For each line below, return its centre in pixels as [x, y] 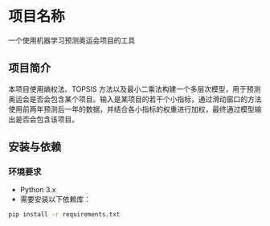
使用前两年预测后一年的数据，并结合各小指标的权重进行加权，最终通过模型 [131, 109]
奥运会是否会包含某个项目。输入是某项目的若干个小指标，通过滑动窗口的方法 [135, 99]
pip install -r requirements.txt [64, 215]
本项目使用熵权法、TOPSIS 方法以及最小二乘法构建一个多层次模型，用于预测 [135, 88]
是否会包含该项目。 [47, 119]
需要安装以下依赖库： [55, 199]
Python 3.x [38, 190]
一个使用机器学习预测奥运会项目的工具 [72, 40]
